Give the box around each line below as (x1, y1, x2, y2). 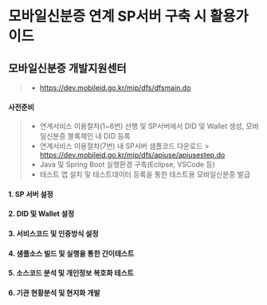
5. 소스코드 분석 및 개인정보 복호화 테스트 (8, 268, 134, 278)
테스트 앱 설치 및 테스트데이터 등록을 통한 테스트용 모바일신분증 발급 (39, 170, 251, 179)
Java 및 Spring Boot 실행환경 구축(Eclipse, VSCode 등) (39, 160, 215, 170)
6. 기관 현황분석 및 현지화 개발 (8, 287, 101, 297)
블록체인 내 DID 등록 (67, 131, 131, 141)
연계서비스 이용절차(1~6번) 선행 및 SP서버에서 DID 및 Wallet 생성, (39, 121, 245, 131)
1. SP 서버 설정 (8, 189, 53, 199)
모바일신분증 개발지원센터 (8, 61, 127, 75)
